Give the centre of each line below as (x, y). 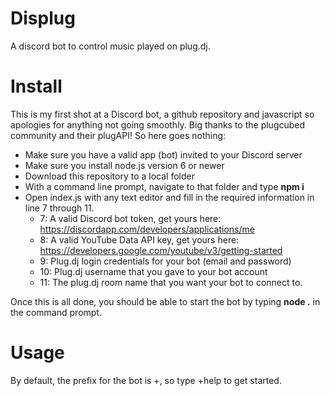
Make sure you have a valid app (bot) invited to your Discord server (163, 154)
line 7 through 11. (59, 208)
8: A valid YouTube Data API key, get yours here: (139, 239)
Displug (43, 18)
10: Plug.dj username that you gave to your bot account (153, 271)
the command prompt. (56, 312)
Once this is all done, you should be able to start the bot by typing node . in (165, 301)
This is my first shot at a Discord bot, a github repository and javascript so (162, 114)
